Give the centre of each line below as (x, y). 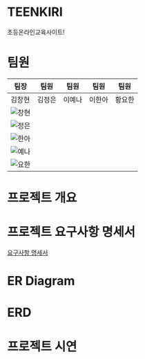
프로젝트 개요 (42, 198)
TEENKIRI (35, 12)
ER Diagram (41, 281)
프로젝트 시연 (42, 346)
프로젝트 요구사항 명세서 (71, 232)
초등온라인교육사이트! (36, 32)
